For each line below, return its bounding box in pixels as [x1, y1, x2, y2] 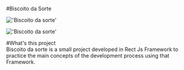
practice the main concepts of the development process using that [6, 52, 170, 59]
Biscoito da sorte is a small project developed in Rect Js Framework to [6, 46, 179, 53]
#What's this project [6, 40, 56, 46]
